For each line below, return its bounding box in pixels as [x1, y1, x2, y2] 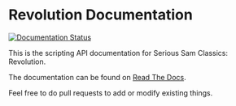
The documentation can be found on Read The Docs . [8, 72, 186, 82]
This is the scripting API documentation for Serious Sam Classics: [8, 48, 228, 57]
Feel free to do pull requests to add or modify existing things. [8, 87, 213, 98]
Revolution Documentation [8, 6, 193, 24]
